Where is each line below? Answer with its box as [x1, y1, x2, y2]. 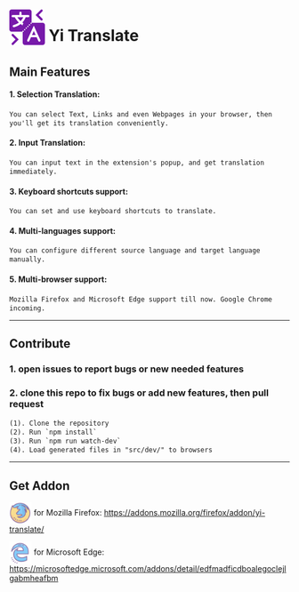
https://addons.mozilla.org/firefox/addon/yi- [103, 507, 265, 517]
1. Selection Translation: [9, 89, 101, 100]
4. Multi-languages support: [9, 225, 117, 236]
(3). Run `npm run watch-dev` [9, 436, 122, 446]
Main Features [9, 64, 91, 79]
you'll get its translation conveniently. [9, 118, 169, 128]
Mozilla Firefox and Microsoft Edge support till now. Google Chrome [9, 294, 273, 304]
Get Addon [9, 478, 70, 493]
